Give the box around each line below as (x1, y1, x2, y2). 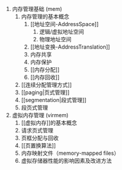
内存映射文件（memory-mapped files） (21, 149, 120, 157)
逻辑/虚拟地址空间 (39, 28, 84, 35)
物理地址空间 (39, 36, 72, 42)
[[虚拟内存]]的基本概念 (21, 119, 78, 126)
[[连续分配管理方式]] (21, 81, 72, 88)
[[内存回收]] (30, 73, 59, 81)
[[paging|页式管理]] (21, 89, 70, 96)
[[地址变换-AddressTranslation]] (30, 43, 110, 50)
